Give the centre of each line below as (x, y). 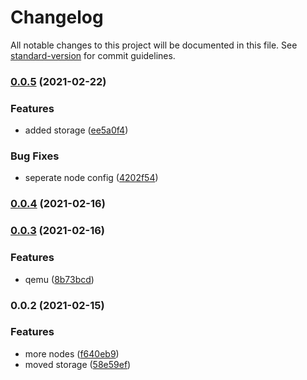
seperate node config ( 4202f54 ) (91, 178)
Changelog (57, 17)
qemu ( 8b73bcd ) (59, 279)
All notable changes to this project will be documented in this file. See (154, 45)
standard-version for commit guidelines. (93, 55)
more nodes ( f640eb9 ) (72, 353)
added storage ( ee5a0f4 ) (76, 130)
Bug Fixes (35, 156)
